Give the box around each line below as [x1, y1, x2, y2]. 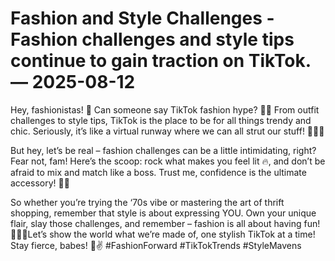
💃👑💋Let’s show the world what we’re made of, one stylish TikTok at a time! [10, 228, 316, 240]
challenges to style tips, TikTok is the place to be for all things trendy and [10, 114, 312, 126]
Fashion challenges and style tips [10, 28, 295, 51]
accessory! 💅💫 [10, 177, 70, 189]
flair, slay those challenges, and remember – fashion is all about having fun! [10, 217, 321, 229]
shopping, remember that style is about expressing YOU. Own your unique [10, 207, 317, 219]
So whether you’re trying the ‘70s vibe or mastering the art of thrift [10, 196, 285, 208]
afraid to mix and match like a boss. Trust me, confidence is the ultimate [10, 166, 307, 178]
